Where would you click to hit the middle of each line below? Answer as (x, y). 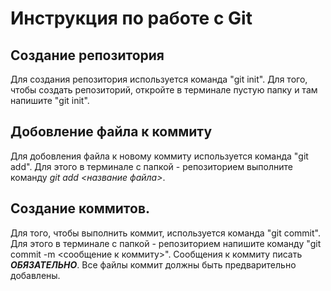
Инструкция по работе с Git (131, 18)
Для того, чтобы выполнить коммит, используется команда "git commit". (165, 233)
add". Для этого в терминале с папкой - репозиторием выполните (151, 166)
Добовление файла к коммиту (111, 132)
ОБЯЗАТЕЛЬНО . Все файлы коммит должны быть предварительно (153, 264)
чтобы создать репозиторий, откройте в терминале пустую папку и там (164, 90)
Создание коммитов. (80, 208)
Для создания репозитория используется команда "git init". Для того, (159, 79)
